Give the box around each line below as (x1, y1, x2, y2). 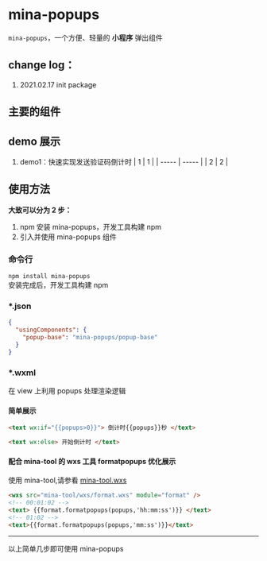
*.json (8, 300, 32, 311)
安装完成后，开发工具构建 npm (8, 280, 109, 290)
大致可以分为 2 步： (8, 205, 72, 215)
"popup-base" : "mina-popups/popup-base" (22, 334, 158, 342)
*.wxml (8, 367, 37, 378)
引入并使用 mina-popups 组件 (19, 232, 117, 242)
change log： (8, 58, 75, 72)
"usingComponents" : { (15, 326, 87, 335)
